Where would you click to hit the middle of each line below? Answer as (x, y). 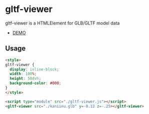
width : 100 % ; (23, 74)
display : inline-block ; (34, 69)
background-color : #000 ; (35, 83)
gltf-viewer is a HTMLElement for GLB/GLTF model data (62, 23)
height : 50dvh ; (25, 78)
